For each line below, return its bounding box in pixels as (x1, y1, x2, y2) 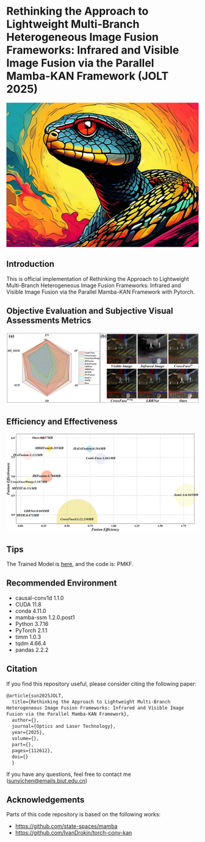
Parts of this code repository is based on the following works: (6, 811, 161, 818)
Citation (6, 664, 38, 674)
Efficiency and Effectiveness (6, 416, 118, 427)
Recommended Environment (6, 578, 117, 589)
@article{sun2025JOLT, (6, 692, 64, 699)
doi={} (12, 753, 29, 760)
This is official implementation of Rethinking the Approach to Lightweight (6, 275, 189, 282)
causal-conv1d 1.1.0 (15, 594, 64, 601)
